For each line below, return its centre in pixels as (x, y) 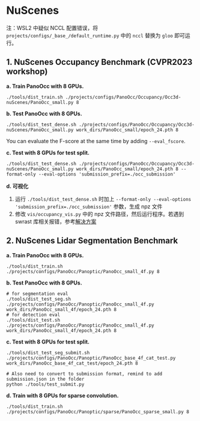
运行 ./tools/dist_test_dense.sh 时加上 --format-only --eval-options (103, 198)
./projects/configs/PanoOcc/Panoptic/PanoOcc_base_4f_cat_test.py (91, 358)
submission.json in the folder (45, 379)
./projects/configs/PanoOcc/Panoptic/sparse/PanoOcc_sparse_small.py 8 (98, 412)
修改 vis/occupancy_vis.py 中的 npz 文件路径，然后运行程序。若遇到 (99, 214)
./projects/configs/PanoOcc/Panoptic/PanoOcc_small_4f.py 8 (83, 271)
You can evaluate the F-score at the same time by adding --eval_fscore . (96, 141)
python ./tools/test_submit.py (45, 384)
